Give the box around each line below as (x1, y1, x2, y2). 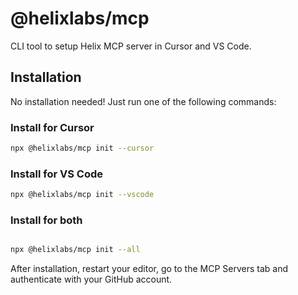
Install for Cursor (10, 120, 95, 134)
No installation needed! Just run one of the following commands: (10, 95, 277, 107)
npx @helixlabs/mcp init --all (10, 245, 141, 255)
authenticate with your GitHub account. (10, 273, 173, 286)
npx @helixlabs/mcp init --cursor (10, 143, 155, 154)
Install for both (10, 213, 83, 227)
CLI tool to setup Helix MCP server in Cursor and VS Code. (10, 40, 252, 52)
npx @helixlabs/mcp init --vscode (10, 190, 155, 200)
